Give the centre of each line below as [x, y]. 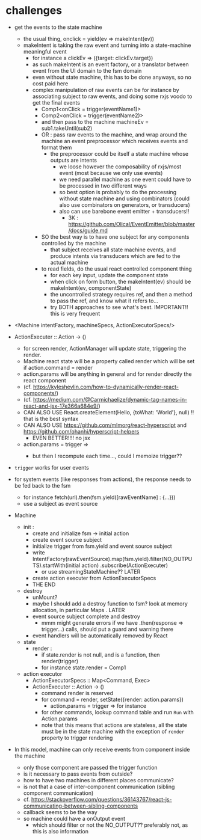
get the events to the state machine [58, 27]
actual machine [69, 262]
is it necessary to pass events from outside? [78, 774]
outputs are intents [74, 160]
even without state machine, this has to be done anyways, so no [112, 77]
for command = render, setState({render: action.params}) [113, 699]
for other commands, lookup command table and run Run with [117, 712]
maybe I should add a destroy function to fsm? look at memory [110, 603]
